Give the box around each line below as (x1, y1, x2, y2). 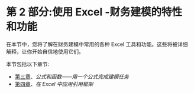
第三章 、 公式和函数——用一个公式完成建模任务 (14, 73, 129, 80)
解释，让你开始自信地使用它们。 (6, 48, 84, 55)
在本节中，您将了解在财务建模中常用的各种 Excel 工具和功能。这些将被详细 (6, 41, 188, 48)
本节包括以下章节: (6, 60, 50, 68)
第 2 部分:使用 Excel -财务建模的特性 (6, 5, 183, 19)
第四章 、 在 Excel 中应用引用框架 (14, 80, 93, 87)
